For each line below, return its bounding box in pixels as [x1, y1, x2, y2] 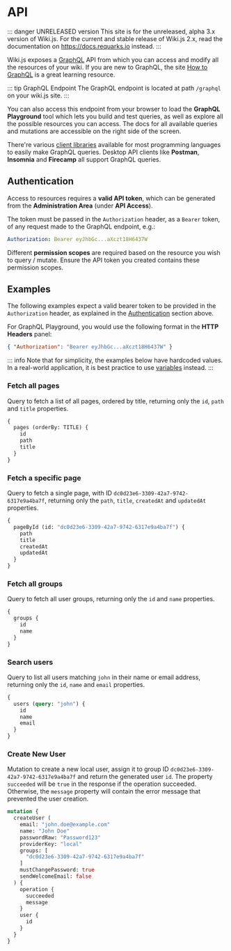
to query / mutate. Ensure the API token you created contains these [7, 256, 200, 264]
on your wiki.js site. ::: [7, 91, 70, 100]
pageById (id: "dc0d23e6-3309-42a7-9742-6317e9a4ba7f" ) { [13, 523, 186, 530]
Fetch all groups [7, 579, 63, 589]
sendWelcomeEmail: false [19, 873, 92, 880]
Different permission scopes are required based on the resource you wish [7, 248, 221, 256]
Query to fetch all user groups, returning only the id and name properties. [7, 595, 215, 603]
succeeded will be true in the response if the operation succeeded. [7, 780, 197, 788]
